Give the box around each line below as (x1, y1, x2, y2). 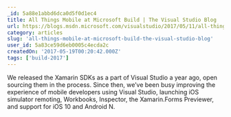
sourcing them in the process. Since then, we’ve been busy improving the (7, 80, 216, 89)
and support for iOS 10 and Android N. (7, 102, 115, 110)
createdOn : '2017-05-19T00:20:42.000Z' (7, 49, 122, 55)
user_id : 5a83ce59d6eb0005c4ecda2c (7, 42, 109, 49)
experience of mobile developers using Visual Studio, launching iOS (7, 88, 199, 96)
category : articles (7, 29, 63, 36)
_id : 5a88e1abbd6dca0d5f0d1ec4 (7, 10, 97, 17)
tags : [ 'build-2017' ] (7, 55, 69, 62)
